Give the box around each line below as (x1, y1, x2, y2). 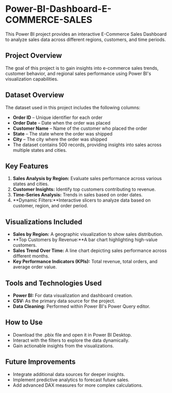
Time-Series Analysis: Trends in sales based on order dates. (12, 192, 143, 198)
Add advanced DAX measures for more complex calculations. (12, 382, 143, 388)
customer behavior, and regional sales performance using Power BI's (5, 70, 151, 76)
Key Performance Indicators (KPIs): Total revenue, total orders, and (12, 259, 158, 265)
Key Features (5, 162, 49, 170)
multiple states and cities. (12, 147, 67, 153)
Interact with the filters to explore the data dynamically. (12, 337, 130, 343)
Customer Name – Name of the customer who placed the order (12, 125, 147, 131)
